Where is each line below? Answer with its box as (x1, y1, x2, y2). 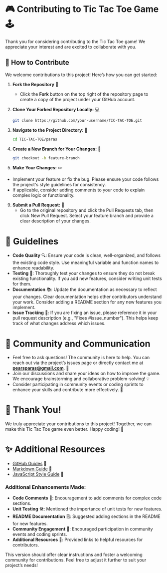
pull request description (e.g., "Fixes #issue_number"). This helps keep (12, 315, 159, 321)
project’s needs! (5, 562, 38, 568)
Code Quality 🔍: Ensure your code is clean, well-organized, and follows (12, 252, 161, 258)
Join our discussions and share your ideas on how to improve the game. (12, 371, 161, 377)
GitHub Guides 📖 (12, 461, 47, 467)
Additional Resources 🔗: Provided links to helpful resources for (12, 536, 143, 543)
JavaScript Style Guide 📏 (12, 471, 64, 477)
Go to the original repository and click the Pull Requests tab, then (19, 207, 154, 213)
